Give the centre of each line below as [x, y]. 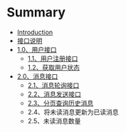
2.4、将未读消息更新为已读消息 [73, 112]
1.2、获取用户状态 [53, 67]
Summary [36, 12]
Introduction [35, 32]
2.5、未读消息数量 [54, 121]
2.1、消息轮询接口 [53, 85]
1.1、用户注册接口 [53, 59]
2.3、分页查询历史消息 [61, 103]
